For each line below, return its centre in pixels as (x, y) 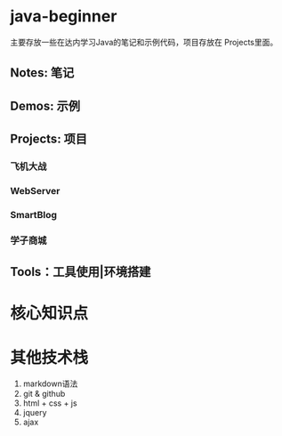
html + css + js (50, 403)
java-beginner (64, 16)
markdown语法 (50, 384)
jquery (35, 413)
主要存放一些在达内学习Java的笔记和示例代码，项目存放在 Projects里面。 (144, 42)
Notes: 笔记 (42, 73)
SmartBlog (33, 214)
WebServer (35, 190)
